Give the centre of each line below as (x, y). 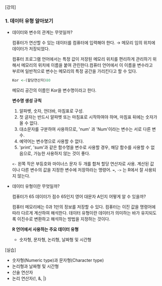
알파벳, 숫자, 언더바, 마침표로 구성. (51, 111)
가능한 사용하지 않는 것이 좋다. (62, 153)
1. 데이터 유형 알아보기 (29, 21)
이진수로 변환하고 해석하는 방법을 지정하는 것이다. (64, 219)
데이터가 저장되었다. (31, 49)
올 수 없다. (29, 123)
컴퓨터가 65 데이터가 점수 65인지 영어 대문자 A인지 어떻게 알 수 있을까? (79, 197)
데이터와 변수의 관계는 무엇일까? (42, 33)
